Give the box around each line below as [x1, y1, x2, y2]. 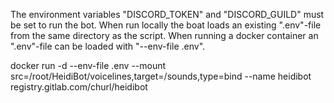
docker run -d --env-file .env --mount [10, 60, 167, 71]
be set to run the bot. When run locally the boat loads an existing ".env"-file [10, 19, 322, 31]
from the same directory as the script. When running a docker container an [10, 30, 319, 41]
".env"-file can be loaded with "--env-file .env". [10, 40, 206, 52]
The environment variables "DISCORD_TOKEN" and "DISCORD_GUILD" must [10, 9, 325, 20]
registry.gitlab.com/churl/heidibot [10, 81, 148, 93]
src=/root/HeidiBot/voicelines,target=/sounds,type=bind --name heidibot [10, 70, 312, 82]
